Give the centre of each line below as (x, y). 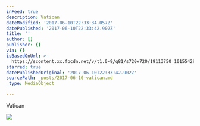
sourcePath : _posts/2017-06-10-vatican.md (60, 78)
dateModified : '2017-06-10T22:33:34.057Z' (60, 23)
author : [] (20, 39)
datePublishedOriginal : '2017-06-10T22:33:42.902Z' (71, 73)
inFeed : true (22, 12)
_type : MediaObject (30, 84)
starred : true (24, 67)
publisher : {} (24, 45)
